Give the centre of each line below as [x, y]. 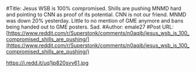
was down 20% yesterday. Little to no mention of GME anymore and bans [95, 21]
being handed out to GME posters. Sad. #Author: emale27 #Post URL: [90, 27]
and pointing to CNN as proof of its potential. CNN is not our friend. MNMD [96, 15]
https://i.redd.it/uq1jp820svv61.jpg [47, 63]
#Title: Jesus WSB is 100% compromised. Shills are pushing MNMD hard [94, 8]
